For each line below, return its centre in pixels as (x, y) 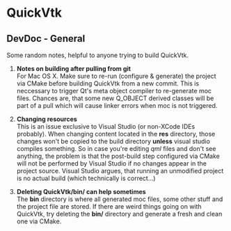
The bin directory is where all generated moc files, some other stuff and (120, 199)
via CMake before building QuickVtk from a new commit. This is (108, 83)
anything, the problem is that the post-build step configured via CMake (118, 156)
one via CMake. (39, 221)
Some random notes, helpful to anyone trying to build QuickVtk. (98, 55)
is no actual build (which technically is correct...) (86, 178)
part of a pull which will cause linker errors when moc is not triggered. (117, 105)
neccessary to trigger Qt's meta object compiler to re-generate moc (114, 91)
